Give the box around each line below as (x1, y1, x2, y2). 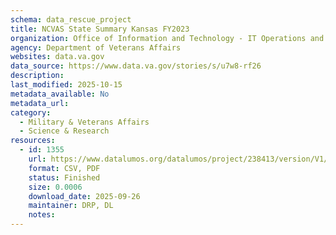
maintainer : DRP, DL (28, 201, 114, 211)
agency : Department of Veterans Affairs (10, 42, 182, 53)
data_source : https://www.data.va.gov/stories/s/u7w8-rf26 (10, 61, 262, 71)
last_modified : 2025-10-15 (10, 80, 123, 90)
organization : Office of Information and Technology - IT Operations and (10, 33, 325, 43)
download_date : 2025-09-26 (28, 191, 141, 201)
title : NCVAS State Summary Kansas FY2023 (10, 24, 190, 34)
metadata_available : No (10, 89, 110, 99)
